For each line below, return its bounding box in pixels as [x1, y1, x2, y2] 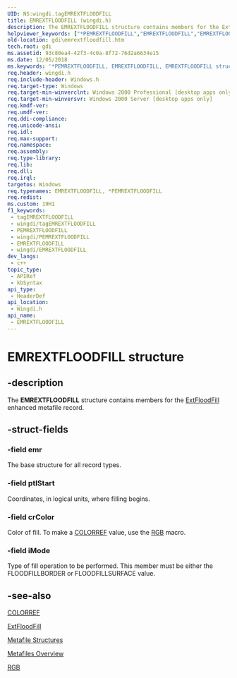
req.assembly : [7, 148, 49, 155]
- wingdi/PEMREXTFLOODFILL [10, 234, 90, 241]
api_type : [7, 286, 37, 293]
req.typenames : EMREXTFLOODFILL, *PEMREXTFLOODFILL [7, 188, 162, 195]
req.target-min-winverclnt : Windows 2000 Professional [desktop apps [7, 89, 217, 96]
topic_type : [7, 266, 42, 273]
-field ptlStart [7, 478, 55, 488]
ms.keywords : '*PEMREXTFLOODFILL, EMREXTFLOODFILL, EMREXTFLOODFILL [7, 63, 213, 70]
